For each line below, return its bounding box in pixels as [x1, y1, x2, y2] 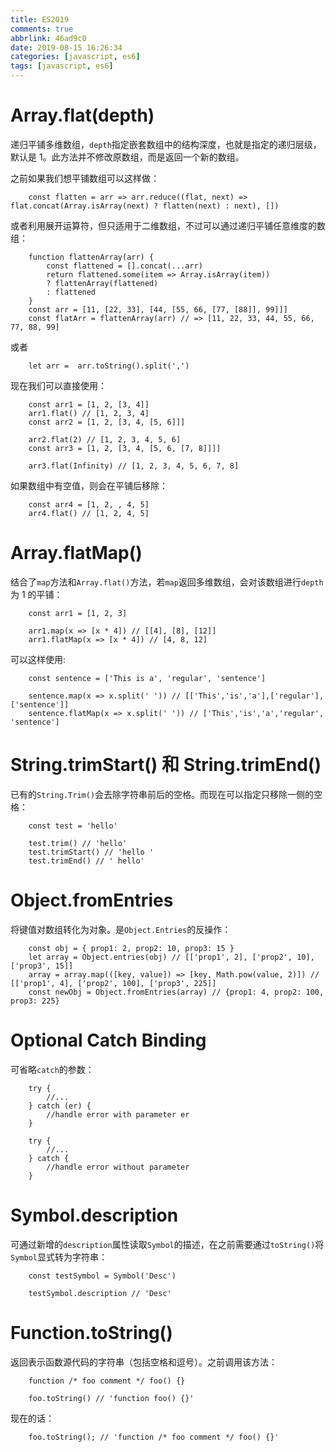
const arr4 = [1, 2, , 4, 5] [28, 499, 150, 510]
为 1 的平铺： [10, 588, 63, 600]
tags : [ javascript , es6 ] [10, 61, 114, 71]
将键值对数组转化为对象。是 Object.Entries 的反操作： [10, 923, 232, 935]
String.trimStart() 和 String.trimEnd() [10, 754, 322, 776]
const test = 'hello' [28, 821, 118, 831]
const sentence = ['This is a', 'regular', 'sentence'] [28, 673, 267, 683]
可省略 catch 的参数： [10, 1063, 95, 1075]
